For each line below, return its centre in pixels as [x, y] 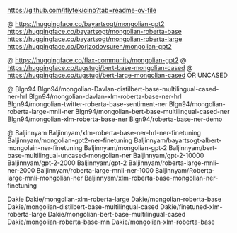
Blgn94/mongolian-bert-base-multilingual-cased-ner [152, 112]
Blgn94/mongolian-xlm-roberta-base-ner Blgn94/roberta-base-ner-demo [115, 119]
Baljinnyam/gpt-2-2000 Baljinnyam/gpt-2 [67, 163]
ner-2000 [21, 170]
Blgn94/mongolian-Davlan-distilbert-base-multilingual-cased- [128, 89]
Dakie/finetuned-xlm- [191, 207]
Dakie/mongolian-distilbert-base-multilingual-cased [83, 207]
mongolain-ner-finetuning [45, 148]
